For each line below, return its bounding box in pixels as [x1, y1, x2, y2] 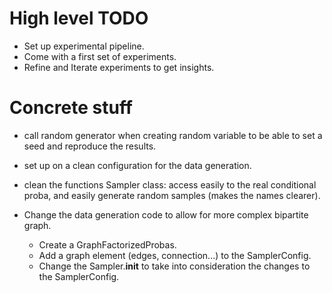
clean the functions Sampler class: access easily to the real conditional [23, 178, 317, 191]
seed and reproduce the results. [23, 140, 157, 152]
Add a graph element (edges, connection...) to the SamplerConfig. [38, 249, 312, 261]
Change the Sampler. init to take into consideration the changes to [38, 260, 311, 272]
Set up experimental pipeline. [23, 40, 145, 52]
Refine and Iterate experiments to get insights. [23, 61, 215, 73]
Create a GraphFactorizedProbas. [38, 238, 177, 251]
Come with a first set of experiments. [23, 50, 177, 62]
